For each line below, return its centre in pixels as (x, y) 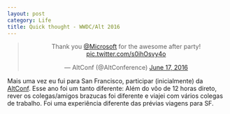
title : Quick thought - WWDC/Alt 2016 (64, 27)
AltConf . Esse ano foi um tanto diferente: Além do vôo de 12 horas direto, (112, 89)
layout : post (26, 14)
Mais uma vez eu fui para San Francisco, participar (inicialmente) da (105, 81)
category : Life (29, 20)
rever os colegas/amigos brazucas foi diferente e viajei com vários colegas (115, 96)
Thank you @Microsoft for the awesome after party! (126, 47)
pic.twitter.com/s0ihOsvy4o (126, 54)
